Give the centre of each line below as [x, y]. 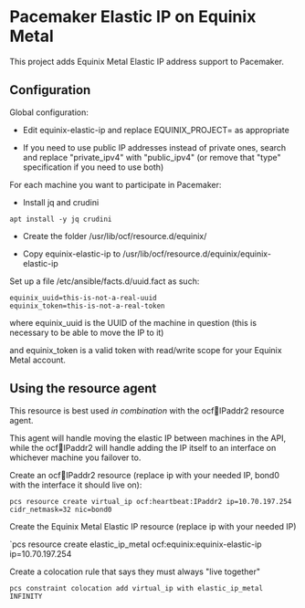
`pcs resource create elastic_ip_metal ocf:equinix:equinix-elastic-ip [136, 544]
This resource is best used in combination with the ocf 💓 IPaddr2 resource [147, 410]
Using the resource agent [83, 388]
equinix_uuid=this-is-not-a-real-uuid [83, 298]
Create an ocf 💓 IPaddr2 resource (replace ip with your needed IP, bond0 [145, 475]
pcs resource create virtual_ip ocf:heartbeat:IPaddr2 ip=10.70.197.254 [151, 501]
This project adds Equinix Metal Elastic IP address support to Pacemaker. [147, 61]
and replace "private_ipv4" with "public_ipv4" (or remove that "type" [152, 157]
